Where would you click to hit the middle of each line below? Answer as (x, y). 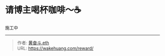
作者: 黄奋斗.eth (33, 43)
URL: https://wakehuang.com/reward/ (55, 48)
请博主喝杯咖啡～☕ (43, 10)
